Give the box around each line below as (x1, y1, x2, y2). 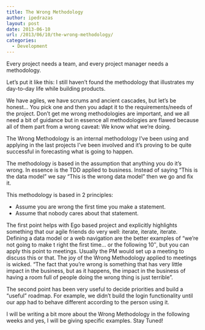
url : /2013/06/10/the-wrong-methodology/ (6, 32, 114, 38)
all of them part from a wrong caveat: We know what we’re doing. (6, 123, 171, 130)
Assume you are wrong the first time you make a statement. (15, 203, 166, 210)
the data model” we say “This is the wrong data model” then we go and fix (6, 172, 194, 180)
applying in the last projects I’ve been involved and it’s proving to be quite (6, 141, 192, 148)
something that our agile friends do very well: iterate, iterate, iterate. (6, 228, 178, 235)
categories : (6, 37, 37, 44)
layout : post (6, 20, 40, 26)
